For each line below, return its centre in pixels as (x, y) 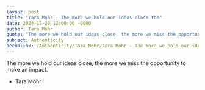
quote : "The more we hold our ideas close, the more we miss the (91, 35)
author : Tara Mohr (30, 29)
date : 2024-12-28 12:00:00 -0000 (49, 23)
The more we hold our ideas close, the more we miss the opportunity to (96, 63)
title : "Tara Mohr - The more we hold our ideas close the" (85, 18)
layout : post (23, 12)
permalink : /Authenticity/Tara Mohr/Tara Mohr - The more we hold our (98, 46)
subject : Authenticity (35, 40)
